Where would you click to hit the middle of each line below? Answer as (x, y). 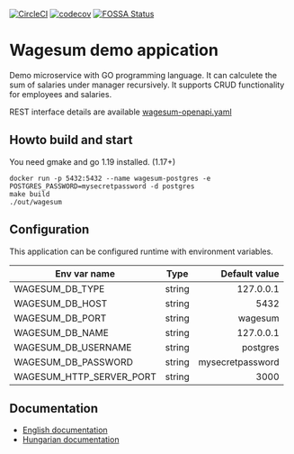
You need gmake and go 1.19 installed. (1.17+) (93, 161)
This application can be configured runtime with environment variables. (142, 251)
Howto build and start (71, 140)
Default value (250, 273)
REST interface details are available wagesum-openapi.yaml (120, 112)
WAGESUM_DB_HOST (61, 304)
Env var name (85, 273)
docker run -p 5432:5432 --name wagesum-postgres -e (110, 178)
